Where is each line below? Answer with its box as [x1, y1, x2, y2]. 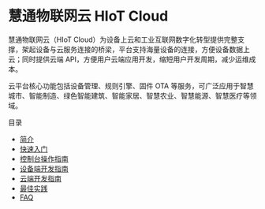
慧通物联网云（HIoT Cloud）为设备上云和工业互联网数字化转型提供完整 [8, 35, 238, 44]
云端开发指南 [19, 174, 62, 183]
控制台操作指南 [19, 154, 69, 163]
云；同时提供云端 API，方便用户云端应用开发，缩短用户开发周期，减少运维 [8, 54, 250, 64]
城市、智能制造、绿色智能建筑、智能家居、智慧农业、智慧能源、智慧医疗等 [8, 91, 250, 100]
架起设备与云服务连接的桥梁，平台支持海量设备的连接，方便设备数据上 [21, 44, 250, 54]
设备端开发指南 [19, 163, 69, 174]
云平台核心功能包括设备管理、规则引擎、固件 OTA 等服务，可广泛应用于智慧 [8, 80, 254, 91]
